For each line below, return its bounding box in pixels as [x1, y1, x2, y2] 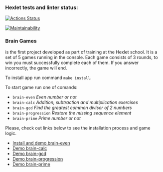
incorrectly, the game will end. [5, 64, 67, 71]
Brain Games [5, 37, 37, 44]
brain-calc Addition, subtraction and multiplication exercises [12, 99, 138, 105]
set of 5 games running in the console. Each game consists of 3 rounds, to [5, 54, 158, 60]
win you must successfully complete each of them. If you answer [5, 59, 139, 65]
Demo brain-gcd [12, 150, 46, 156]
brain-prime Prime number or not [12, 115, 81, 121]
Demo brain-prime [12, 161, 51, 167]
